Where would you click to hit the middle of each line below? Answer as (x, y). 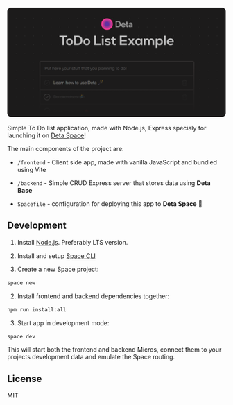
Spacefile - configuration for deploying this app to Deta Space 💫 (110, 204)
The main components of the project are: (66, 149)
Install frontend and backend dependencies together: (93, 296)
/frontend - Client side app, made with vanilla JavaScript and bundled (117, 162)
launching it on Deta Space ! (47, 135)
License (25, 379)
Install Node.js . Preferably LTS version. (72, 242)
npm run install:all (37, 309)
